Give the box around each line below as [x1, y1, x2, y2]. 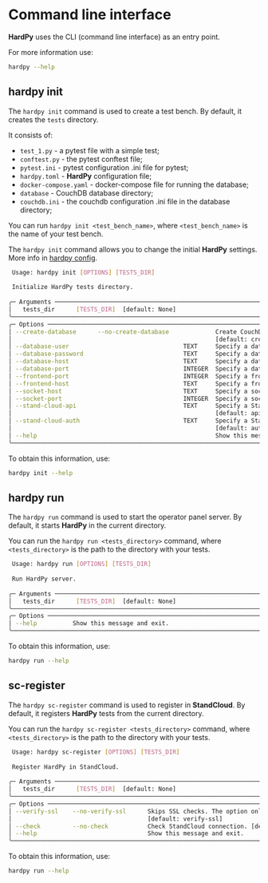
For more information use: [8, 47, 93, 57]
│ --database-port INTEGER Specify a [8, 365, 248, 373]
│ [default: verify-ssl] [8, 814, 223, 823]
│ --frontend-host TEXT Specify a [8, 379, 248, 388]
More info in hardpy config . [8, 253, 98, 263]
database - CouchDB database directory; [19, 188, 154, 197]
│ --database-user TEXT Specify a [8, 343, 248, 350]
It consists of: [8, 130, 53, 140]
